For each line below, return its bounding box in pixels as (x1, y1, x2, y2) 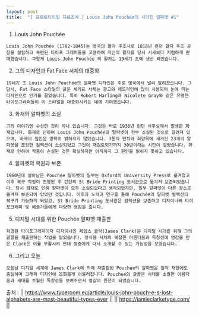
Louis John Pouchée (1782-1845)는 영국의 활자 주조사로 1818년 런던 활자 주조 (6, 43, 185, 49)
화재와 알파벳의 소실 (14, 110, 61, 117)
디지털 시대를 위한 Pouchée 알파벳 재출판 (14, 215, 111, 222)
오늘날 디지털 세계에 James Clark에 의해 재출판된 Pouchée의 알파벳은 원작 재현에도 (6, 265, 188, 271)
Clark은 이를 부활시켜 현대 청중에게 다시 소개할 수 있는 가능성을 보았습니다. (12, 241, 178, 247)
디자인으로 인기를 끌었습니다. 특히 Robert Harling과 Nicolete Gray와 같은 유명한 (6, 93, 189, 99)
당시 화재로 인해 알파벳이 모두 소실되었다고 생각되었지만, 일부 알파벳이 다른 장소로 (15, 185, 191, 191)
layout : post (6, 8, 39, 15)
